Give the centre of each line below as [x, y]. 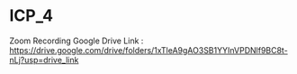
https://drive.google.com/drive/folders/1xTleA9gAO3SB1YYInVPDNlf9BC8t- [148, 50]
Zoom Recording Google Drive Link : [76, 41]
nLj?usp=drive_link [44, 60]
